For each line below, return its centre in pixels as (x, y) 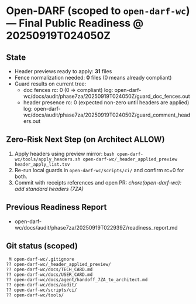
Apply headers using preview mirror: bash (65, 153)
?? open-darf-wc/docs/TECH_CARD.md (49, 270)
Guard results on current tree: (50, 84)
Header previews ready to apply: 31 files (63, 71)
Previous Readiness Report (56, 207)
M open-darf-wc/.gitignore (42, 259)
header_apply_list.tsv (42, 164)
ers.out (32, 121)
